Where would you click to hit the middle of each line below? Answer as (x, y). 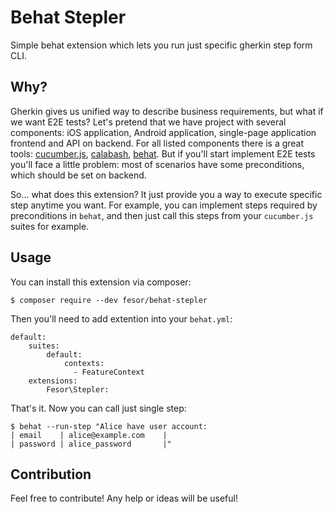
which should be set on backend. (78, 175)
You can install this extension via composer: (101, 282)
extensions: (53, 381)
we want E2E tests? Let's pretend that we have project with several (148, 122)
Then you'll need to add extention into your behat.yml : (121, 318)
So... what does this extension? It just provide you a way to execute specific (166, 194)
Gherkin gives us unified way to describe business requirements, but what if (167, 111)
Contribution (51, 474)
